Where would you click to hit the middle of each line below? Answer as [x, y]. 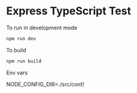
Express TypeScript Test [68, 11]
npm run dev [21, 38]
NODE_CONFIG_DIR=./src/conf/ [45, 84]
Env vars [17, 73]
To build [16, 50]
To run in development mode [42, 28]
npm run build [24, 61]
